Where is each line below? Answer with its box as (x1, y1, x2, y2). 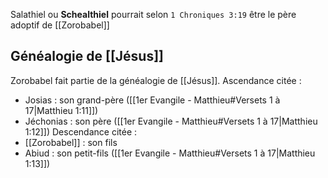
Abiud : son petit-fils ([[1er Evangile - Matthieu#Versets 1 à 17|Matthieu (24, 147, 316, 159)
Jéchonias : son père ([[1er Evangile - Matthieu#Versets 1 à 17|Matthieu (24, 115, 318, 127)
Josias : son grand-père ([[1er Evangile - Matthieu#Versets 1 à (24, 94, 281, 106)
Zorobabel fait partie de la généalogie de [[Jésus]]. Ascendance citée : (10, 74, 302, 86)
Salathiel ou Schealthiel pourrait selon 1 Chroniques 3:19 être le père (10, 9, 297, 20)
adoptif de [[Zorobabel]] (10, 19, 110, 31)
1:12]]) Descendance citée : (24, 125, 138, 138)
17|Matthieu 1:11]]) (24, 104, 99, 116)
